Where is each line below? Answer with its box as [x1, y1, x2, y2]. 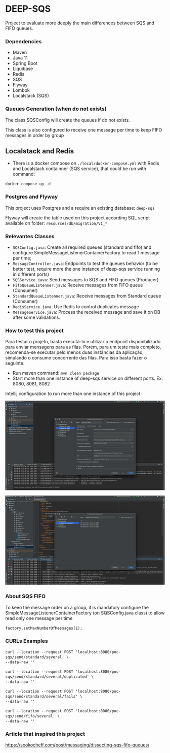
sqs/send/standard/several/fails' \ [5, 694, 82, 699]
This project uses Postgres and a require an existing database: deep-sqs [5, 205, 155, 211]
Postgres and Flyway [5, 193, 58, 201]
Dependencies [5, 38, 42, 45]
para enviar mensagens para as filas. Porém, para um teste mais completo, [5, 344, 161, 350]
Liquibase [12, 66, 33, 72]
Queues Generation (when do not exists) [5, 105, 107, 112]
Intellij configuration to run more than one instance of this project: [5, 390, 142, 397]
